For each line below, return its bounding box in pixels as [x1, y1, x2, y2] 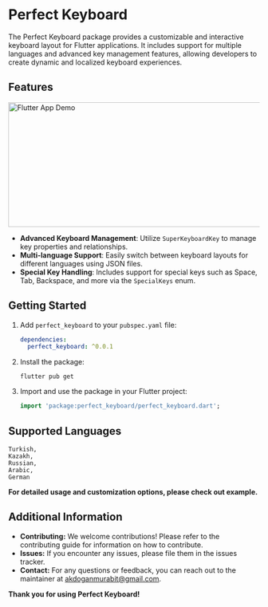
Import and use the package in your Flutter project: [19, 387, 187, 396]
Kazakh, [8, 452, 34, 460]
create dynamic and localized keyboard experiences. [8, 57, 183, 67]
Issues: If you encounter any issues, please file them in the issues [19, 548, 238, 558]
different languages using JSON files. [19, 258, 144, 268]
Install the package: [19, 357, 85, 367]
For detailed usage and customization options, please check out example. [8, 487, 258, 496]
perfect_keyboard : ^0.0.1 [27, 343, 113, 351]
